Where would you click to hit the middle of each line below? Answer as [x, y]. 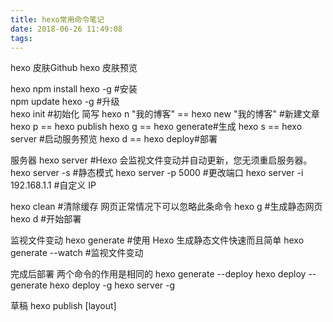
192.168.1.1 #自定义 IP [53, 185]
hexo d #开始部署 [46, 219]
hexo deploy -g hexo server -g [112, 285]
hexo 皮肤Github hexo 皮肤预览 [74, 68]
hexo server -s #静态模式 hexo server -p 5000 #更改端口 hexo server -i [157, 173]
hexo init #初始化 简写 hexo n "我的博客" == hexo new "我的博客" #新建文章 [165, 114]
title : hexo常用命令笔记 [57, 19]
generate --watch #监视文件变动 [77, 253]
